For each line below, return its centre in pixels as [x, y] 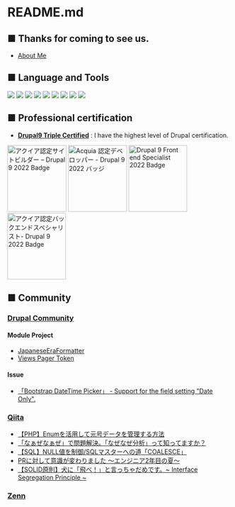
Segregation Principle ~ [52, 477]
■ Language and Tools [58, 78]
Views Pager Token [46, 358]
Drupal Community [41, 318]
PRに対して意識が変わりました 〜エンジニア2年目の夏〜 [99, 460]
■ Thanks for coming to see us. [79, 39]
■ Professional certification [70, 118]
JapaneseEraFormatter [51, 351]
